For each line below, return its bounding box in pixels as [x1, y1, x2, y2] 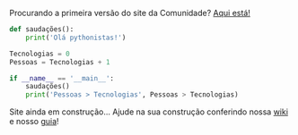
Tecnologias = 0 [9, 49, 70, 58]
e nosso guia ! [9, 116, 60, 127]
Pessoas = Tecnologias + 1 [9, 57, 110, 66]
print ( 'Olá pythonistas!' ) [25, 33, 127, 42]
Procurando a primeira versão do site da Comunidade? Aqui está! [9, 8, 251, 18]
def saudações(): [9, 25, 74, 34]
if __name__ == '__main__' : [9, 73, 115, 83]
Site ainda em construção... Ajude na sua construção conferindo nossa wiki [9, 106, 289, 117]
